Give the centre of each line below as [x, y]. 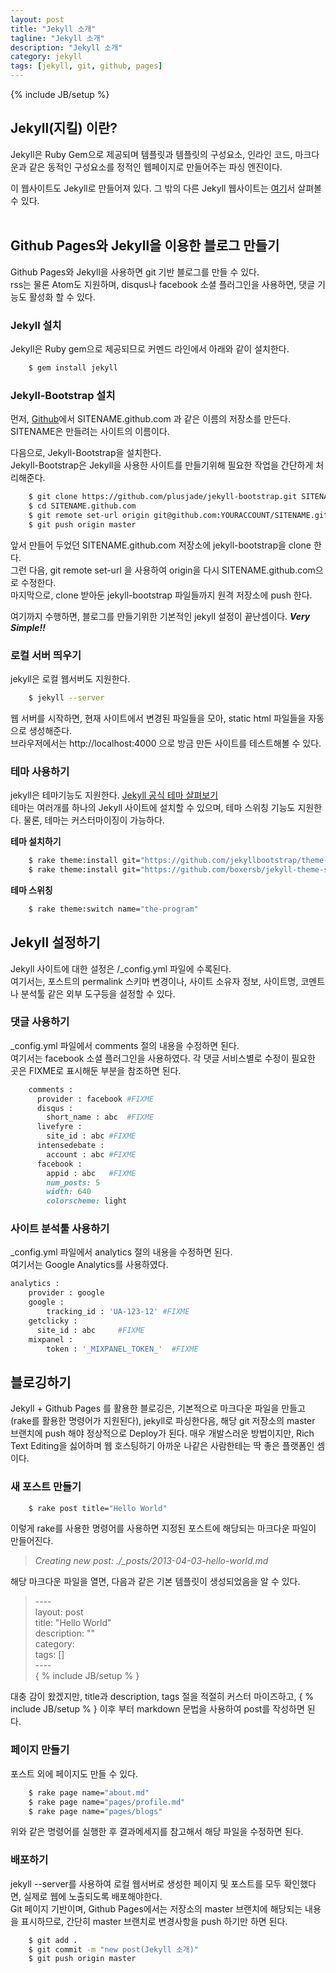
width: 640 [69, 1192]
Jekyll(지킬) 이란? [64, 128]
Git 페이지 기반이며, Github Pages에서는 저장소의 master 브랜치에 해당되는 [156, 1908]
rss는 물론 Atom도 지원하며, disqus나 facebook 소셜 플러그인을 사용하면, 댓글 [163, 284]
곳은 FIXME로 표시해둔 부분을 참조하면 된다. [96, 1070]
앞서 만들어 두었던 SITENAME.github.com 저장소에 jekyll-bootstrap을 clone [161, 545]
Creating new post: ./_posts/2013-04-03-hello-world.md [151, 1561]
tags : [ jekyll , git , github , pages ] [86, 66]
